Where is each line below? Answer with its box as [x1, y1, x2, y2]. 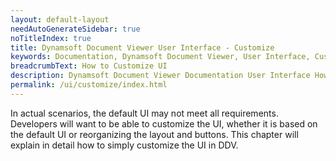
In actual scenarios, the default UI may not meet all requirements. [10, 107, 279, 119]
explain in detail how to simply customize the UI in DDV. [10, 139, 239, 151]
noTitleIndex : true [10, 33, 92, 43]
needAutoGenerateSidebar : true [10, 24, 141, 34]
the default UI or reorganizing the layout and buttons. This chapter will [10, 128, 299, 140]
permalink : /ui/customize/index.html [10, 80, 168, 90]
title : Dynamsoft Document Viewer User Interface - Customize [10, 42, 275, 53]
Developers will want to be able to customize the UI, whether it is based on [10, 117, 318, 130]
